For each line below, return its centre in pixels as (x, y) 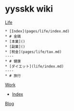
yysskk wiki (29, 9)
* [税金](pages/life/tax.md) (33, 52)
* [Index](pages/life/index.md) (37, 31)
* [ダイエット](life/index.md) (34, 66)
